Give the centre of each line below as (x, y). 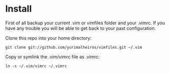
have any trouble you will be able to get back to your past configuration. (81, 28)
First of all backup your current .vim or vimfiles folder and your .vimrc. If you (85, 23)
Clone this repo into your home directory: (48, 38)
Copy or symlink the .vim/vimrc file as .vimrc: (53, 57)
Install (19, 9)
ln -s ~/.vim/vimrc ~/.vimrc (36, 66)
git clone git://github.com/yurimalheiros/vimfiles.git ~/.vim (74, 47)
